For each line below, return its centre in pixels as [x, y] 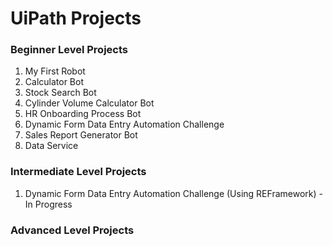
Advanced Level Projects [72, 230]
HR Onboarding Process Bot [83, 114]
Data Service [51, 146]
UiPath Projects [76, 18]
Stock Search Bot [60, 93]
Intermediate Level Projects [78, 172]
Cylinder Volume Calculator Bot [89, 103]
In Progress [48, 204]
